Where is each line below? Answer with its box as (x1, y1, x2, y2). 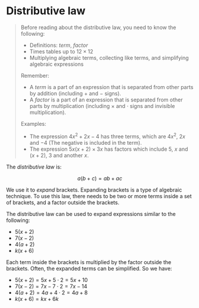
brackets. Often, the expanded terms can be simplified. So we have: (6, 265, 172, 272)
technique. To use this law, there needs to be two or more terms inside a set (6, 192, 192, 199)
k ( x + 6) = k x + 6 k (14, 295, 59, 302)
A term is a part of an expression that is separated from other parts (29, 83, 194, 90)
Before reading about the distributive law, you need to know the (20, 24, 176, 31)
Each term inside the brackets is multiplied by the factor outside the (6, 258, 172, 265)
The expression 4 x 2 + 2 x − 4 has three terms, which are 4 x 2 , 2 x (29, 132, 186, 140)
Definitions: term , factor (29, 42, 88, 49)
